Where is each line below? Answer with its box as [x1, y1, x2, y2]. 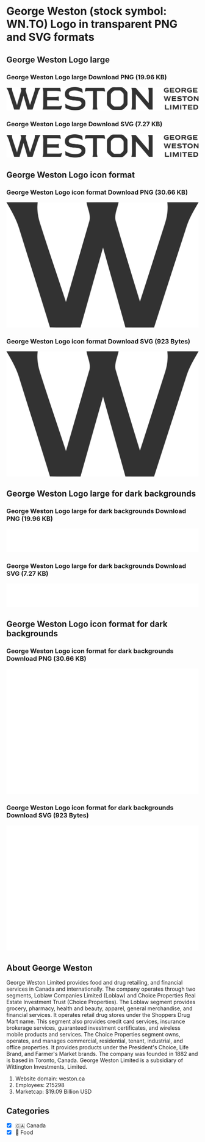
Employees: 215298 [15, 1082, 65, 1089]
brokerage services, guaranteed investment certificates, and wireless [6, 1024, 181, 1032]
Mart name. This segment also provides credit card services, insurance [6, 1018, 185, 1025]
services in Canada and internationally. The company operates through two [6, 985, 196, 993]
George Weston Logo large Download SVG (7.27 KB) [6, 120, 163, 129]
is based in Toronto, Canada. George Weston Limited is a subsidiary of [6, 1057, 184, 1064]
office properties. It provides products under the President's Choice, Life [6, 1044, 189, 1051]
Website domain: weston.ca [15, 1075, 85, 1082]
